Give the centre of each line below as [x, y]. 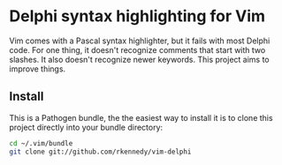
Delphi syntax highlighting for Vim [137, 16]
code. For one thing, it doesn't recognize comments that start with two [137, 49]
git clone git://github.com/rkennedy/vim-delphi [100, 152]
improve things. [38, 69]
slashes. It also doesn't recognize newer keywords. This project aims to [139, 59]
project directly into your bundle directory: [86, 127]
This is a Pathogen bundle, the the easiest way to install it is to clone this [141, 117]
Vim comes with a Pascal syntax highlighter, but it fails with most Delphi [140, 41]
